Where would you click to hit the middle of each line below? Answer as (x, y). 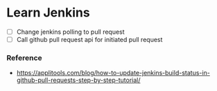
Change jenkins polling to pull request (71, 32)
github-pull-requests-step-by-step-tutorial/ (78, 80)
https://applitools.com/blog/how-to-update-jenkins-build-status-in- (113, 73)
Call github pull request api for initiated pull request (89, 40)
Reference (24, 58)
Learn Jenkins (49, 13)
